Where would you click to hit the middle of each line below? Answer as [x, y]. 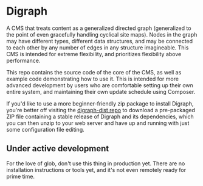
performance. [23, 60]
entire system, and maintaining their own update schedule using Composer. [101, 91]
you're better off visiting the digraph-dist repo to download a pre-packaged [101, 110]
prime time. [21, 176]
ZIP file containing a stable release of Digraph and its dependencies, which [100, 116]
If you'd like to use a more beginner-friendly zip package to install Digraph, [100, 103]
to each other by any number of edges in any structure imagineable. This [98, 48]
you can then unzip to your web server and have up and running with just [98, 123]
